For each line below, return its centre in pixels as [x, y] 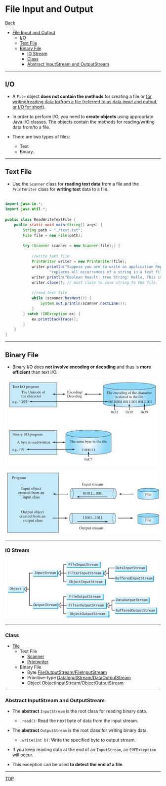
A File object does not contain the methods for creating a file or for [82, 96]
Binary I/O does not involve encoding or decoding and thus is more [82, 367]
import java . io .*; [24, 204]
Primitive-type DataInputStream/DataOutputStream [79, 677]
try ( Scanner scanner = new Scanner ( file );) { [72, 246]
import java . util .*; [26, 209]
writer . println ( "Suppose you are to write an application [92, 266]
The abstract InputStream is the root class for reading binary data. [80, 711]
